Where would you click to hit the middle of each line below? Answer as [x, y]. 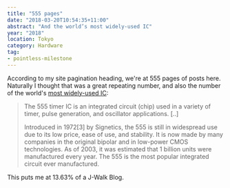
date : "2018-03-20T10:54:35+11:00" [58, 20]
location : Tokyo [30, 39]
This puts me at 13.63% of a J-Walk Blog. [65, 177]
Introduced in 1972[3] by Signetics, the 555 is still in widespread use [121, 127]
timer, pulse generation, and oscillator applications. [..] [101, 113]
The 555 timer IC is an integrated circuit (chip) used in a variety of [117, 106]
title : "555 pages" [35, 13]
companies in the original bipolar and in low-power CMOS [106, 142]
